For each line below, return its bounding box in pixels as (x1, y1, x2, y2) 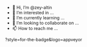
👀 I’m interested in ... (12, 10, 54, 16)
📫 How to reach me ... (12, 26, 58, 31)
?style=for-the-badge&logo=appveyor (5, 37, 83, 42)
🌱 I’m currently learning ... (12, 15, 65, 20)
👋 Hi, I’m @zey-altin (12, 5, 53, 10)
